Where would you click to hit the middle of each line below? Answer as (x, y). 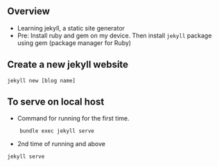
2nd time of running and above (61, 144)
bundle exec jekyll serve (57, 131)
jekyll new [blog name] (42, 80)
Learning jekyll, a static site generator (71, 28)
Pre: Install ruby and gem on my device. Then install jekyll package (114, 35)
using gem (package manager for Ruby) (74, 43)
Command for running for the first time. (73, 118)
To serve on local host (56, 102)
